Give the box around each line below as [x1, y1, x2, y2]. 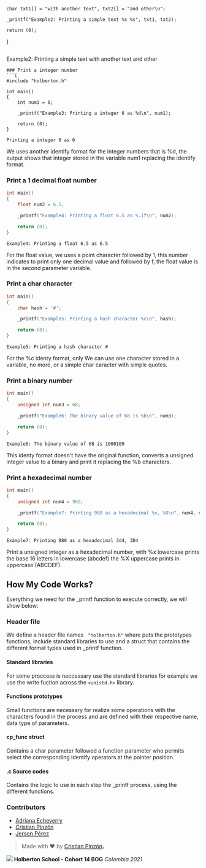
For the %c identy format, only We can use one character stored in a [6, 355, 180, 362]
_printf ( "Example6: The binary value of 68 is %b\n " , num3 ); [17, 413, 177, 419]
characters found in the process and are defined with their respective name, [6, 713, 199, 720]
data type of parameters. [6, 719, 69, 727]
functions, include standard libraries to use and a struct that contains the [6, 638, 190, 645]
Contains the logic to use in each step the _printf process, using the [6, 781, 177, 789]
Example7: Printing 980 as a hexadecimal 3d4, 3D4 [6, 538, 139, 544]
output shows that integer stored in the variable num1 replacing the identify [6, 154, 196, 161]
